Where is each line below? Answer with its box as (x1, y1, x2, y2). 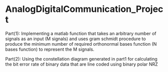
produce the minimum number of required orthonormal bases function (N (5, 41, 157, 47)
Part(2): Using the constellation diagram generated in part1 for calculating (5, 56, 157, 62)
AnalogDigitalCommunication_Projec (5, 3, 163, 15)
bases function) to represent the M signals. (5, 46, 95, 52)
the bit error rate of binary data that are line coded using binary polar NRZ (5, 61, 158, 67)
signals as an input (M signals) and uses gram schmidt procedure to (5, 36, 146, 42)
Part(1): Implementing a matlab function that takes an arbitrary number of (5, 30, 157, 36)
